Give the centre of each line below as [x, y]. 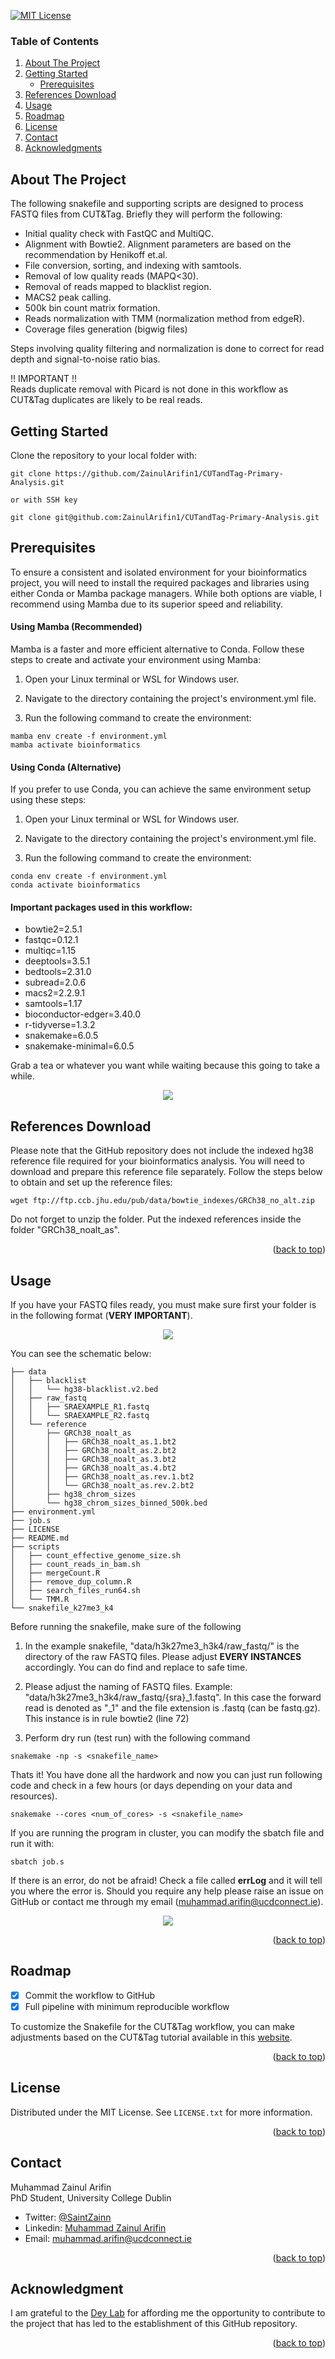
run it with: [32, 1843]
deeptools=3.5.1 [57, 961]
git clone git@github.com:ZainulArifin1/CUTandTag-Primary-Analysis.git [165, 517]
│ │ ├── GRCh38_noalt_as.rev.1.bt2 [102, 1476]
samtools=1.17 [53, 1004]
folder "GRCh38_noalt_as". [65, 1230]
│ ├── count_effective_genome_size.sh [96, 1555]
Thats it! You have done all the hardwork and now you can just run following [166, 1774]
